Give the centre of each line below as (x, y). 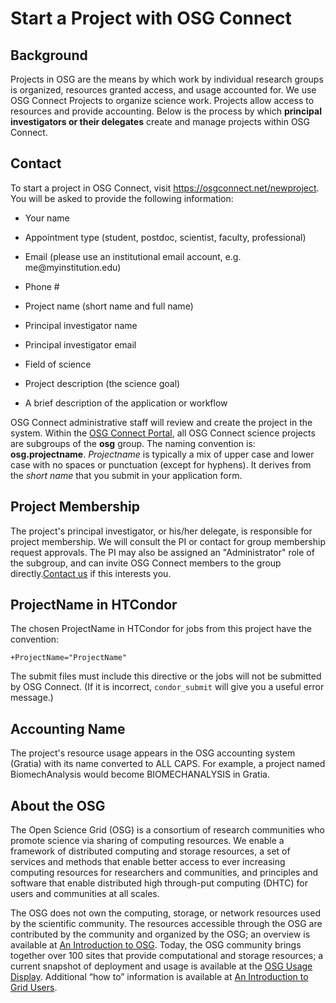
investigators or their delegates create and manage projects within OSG (160, 121)
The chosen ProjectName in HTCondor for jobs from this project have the (161, 629)
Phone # (42, 286)
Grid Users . (34, 988)
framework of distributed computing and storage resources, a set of (150, 851)
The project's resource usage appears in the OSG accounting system (153, 753)
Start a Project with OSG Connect (151, 18)
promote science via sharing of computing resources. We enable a (147, 841)
